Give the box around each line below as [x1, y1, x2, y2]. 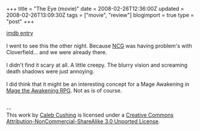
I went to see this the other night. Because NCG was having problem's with [6, 42, 193, 49]
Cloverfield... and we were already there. [6, 49, 107, 56]
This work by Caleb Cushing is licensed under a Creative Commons [6, 111, 173, 118]
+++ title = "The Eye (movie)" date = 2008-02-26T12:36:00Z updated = [6, 5, 185, 12]
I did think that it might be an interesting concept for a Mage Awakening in [6, 81, 190, 88]
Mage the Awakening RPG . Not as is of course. [6, 87, 122, 94]
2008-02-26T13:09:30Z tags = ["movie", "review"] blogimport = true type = [6, 11, 195, 19]
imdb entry [6, 29, 34, 37]
